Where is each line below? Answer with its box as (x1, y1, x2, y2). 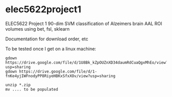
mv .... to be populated (5, 87, 58, 92)
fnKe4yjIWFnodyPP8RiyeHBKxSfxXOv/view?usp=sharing (5, 73, 116, 79)
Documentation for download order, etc (5, 36, 89, 42)
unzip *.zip (5, 82, 31, 87)
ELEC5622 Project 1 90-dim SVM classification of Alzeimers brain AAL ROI (5, 20, 162, 27)
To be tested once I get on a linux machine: (5, 45, 96, 52)
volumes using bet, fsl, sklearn (5, 26, 70, 32)
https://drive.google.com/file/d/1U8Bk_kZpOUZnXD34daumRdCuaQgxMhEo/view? (5, 60, 168, 65)
